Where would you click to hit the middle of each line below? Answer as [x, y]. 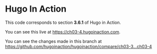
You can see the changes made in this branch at [53, 41]
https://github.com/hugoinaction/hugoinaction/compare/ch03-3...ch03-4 [78, 46]
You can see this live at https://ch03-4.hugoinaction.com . [63, 32]
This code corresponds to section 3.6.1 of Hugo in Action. [63, 22]
